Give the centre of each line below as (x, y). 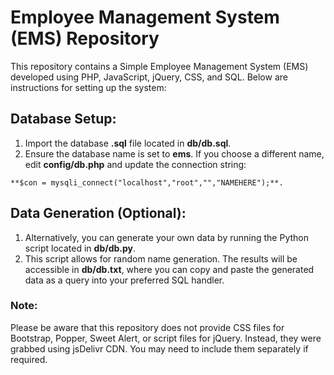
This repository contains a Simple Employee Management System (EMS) (159, 66)
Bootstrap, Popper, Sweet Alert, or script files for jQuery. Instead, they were (166, 338)
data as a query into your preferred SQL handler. (124, 280)
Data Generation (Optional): (98, 213)
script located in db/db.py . (80, 248)
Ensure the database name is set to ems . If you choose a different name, (174, 153)
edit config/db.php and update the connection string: (135, 164)
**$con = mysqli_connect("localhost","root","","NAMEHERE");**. (147, 182)
